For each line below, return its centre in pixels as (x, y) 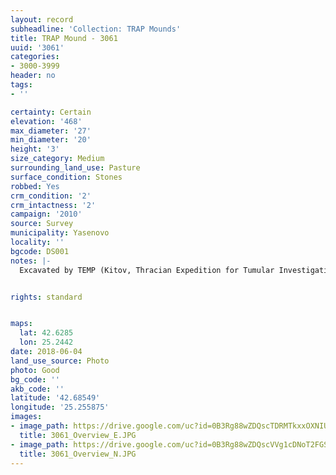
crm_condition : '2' (51, 196)
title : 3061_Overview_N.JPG (78, 454)
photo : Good (35, 370)
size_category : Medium (57, 159)
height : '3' (35, 149)
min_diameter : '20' (51, 140)
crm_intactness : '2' (53, 205)
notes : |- (31, 261)
